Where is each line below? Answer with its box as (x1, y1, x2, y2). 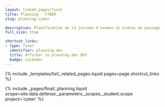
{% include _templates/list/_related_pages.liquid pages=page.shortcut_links (5, 71, 160, 76)
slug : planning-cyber (5, 16, 50, 21)
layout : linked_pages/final (5, 7, 63, 12)
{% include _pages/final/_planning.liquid (5, 85, 87, 91)
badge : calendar (9, 57, 43, 62)
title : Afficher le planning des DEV (9, 52, 87, 57)
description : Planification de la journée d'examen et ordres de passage (5, 25, 161, 30)
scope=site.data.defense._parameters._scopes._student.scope (5, 91, 133, 97)
